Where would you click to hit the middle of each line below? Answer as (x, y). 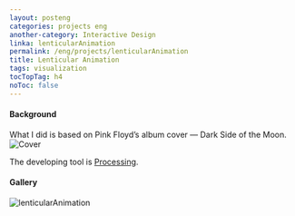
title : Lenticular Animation (64, 60)
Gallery (24, 182)
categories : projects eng (58, 26)
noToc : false (34, 85)
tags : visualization (49, 69)
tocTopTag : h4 (36, 77)
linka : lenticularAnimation (63, 43)
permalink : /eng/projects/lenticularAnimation (99, 52)
